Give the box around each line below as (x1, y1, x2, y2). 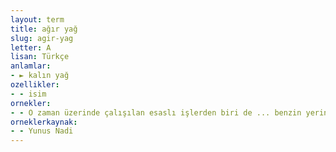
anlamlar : (10, 61, 52, 71)
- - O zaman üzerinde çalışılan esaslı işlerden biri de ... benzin (10, 107, 302, 118)
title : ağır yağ (10, 24, 78, 34)
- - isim (10, 89, 47, 99)
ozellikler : (10, 80, 60, 90)
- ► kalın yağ (10, 71, 70, 81)
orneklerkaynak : (10, 117, 78, 127)
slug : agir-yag (10, 33, 74, 43)
